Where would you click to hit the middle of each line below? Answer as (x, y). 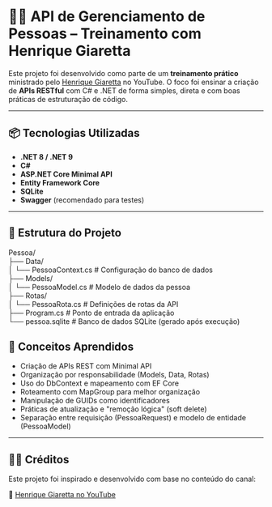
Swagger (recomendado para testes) (82, 200)
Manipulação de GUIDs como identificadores (95, 401)
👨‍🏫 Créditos (39, 460)
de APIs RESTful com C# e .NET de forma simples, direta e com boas (124, 90)
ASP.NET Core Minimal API (66, 174)
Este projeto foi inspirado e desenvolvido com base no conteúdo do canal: (132, 479)
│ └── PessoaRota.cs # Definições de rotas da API (93, 304)
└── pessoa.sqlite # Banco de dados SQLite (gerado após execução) (124, 321)
